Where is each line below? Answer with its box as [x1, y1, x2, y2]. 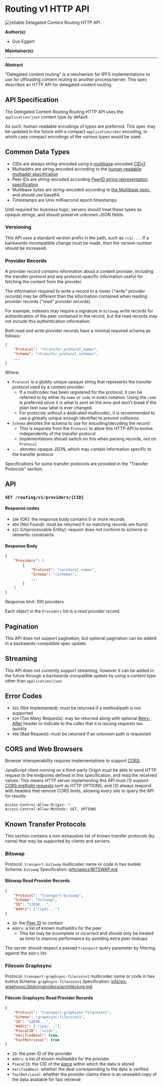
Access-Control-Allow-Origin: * [5, 802, 70, 807]
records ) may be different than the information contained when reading [5, 293, 147, 299]
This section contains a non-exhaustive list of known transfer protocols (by [5, 833, 155, 839]
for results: [5, 793, 27, 799]
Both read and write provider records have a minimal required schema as [5, 328, 151, 334]
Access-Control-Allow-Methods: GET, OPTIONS [5, 807, 97, 812]
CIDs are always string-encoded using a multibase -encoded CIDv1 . [12, 161, 147, 167]
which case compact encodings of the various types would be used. [5, 133, 142, 139]
